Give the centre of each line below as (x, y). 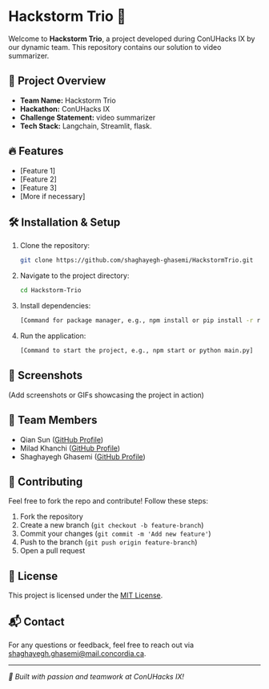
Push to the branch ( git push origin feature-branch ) (108, 542)
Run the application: (53, 336)
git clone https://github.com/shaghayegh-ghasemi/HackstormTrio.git (137, 260)
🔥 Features (36, 151)
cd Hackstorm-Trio (50, 291)
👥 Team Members (53, 420)
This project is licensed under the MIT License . (86, 595)
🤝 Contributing (46, 481)
